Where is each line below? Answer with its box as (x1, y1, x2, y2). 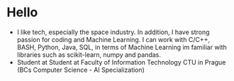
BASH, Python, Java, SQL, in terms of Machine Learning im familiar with (16, 43, 228, 51)
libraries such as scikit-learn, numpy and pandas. (16, 50, 161, 59)
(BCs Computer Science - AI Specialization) (16, 65, 145, 74)
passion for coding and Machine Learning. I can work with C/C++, (16, 35, 211, 43)
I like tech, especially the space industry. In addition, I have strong (16, 28, 210, 36)
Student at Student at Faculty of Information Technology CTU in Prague (16, 58, 226, 66)
